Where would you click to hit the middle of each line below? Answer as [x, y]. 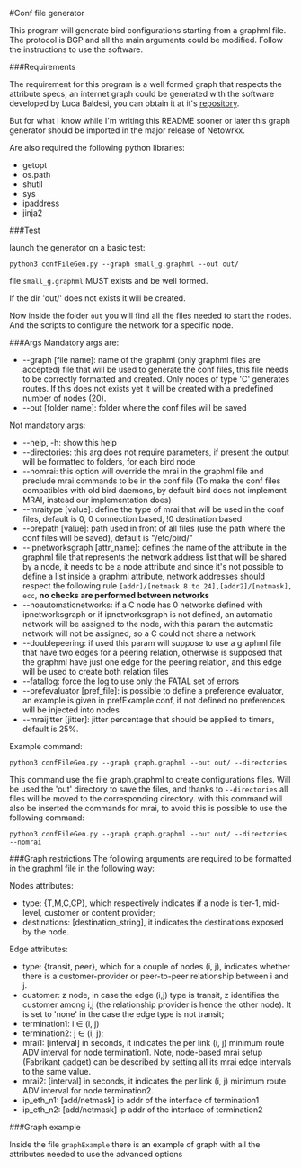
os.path [36, 175]
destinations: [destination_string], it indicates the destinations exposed [153, 922]
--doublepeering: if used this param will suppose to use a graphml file [151, 643]
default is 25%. [50, 729]
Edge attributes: [39, 949]
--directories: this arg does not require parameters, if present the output [155, 452]
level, [32, 912]
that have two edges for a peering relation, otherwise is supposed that [152, 652]
